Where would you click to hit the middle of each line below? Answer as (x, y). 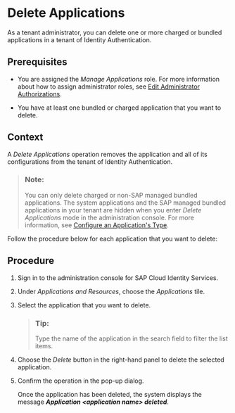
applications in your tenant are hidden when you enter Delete (113, 210)
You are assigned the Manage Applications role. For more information (119, 79)
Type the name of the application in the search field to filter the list (132, 338)
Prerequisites (37, 62)
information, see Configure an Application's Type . (96, 225)
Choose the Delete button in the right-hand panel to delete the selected (121, 360)
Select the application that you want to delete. (84, 305)
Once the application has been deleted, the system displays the (109, 394)
